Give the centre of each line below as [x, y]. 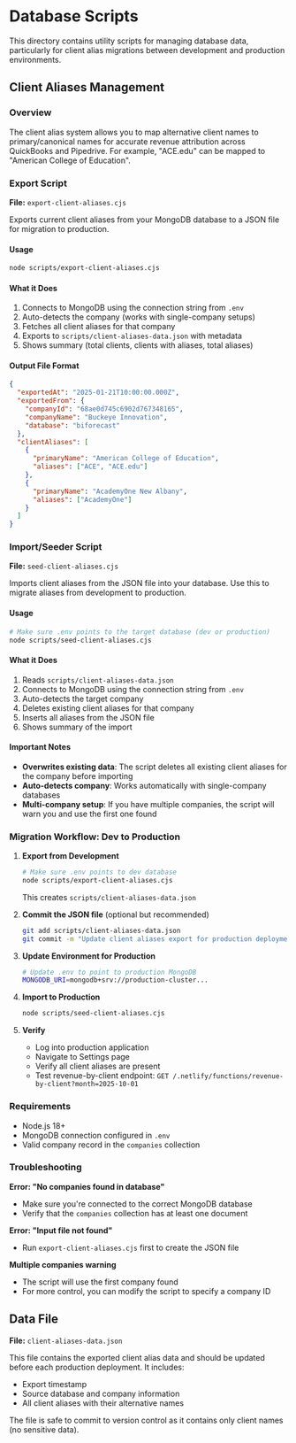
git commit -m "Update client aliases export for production [137, 939]
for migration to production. [59, 228]
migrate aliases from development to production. [98, 593]
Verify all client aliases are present [98, 1066]
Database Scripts [74, 16]
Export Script [38, 183]
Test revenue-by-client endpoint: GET [102, 1076]
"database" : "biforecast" [73, 425]
